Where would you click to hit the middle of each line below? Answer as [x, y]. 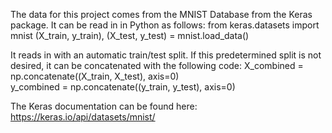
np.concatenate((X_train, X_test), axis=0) [95, 76]
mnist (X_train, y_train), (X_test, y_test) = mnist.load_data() [130, 35]
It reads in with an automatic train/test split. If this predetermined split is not [166, 55]
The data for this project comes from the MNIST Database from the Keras [161, 14]
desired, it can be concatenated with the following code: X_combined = [157, 65]
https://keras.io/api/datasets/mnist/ [83, 117]
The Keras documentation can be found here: [104, 106]
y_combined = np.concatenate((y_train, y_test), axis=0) [123, 87]
